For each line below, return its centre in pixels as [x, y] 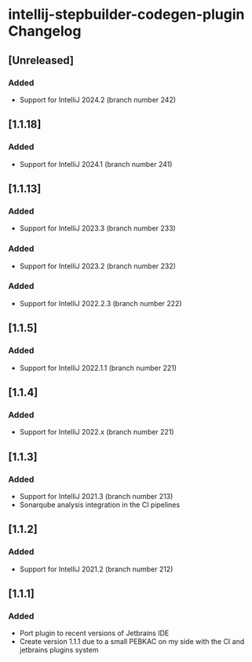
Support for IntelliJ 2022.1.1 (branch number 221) [98, 368]
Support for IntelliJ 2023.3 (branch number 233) [98, 228]
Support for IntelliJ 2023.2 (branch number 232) [98, 266]
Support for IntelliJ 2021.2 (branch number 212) [96, 569]
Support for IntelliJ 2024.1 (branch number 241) [96, 164]
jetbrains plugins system [59, 650]
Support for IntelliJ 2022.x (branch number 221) [97, 432]
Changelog [45, 31]
